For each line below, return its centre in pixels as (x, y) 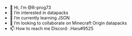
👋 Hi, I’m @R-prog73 (30, 8)
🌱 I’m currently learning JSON (40, 18)
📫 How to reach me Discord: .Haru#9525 (52, 28)
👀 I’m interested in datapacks (39, 13)
